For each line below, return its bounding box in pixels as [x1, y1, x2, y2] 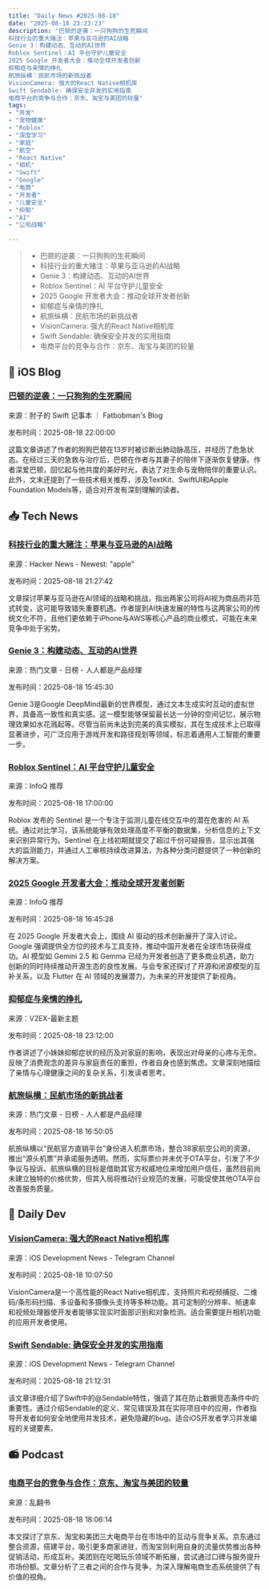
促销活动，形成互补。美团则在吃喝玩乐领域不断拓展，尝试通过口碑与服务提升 [8, 1551, 261, 1561]
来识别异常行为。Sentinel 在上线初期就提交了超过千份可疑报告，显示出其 [8, 835, 248, 845]
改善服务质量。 [8, 1183, 58, 1193]
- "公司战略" [8, 221, 47, 229]
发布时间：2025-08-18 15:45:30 [8, 682, 114, 692]
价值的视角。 [8, 1571, 50, 1581]
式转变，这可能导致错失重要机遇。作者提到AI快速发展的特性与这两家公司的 [8, 603, 254, 613]
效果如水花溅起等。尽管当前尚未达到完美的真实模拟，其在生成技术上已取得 [14, 719, 261, 729]
